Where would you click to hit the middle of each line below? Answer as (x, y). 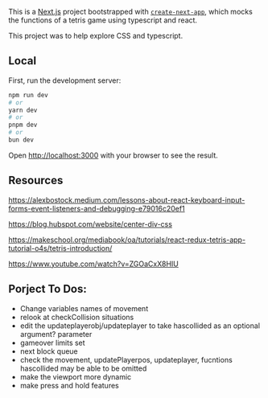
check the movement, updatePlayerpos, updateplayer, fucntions (126, 359)
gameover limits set (53, 343)
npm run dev (28, 95)
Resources (36, 181)
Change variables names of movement (84, 308)
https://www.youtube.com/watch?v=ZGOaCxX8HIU (93, 264)
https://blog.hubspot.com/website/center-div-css (91, 224)
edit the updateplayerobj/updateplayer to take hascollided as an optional (140, 326)
